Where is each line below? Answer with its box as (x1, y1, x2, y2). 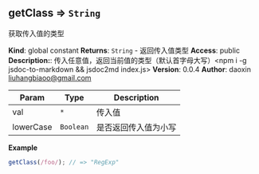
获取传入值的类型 (8, 28, 65, 38)
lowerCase (12, 121, 53, 132)
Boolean (59, 122, 89, 131)
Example (8, 143, 38, 152)
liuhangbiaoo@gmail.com (8, 73, 92, 82)
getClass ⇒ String (8, 6, 101, 20)
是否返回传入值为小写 (96, 121, 177, 132)
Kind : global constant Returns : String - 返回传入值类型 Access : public (8, 45, 241, 55)
